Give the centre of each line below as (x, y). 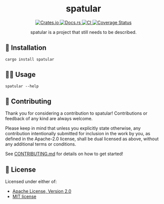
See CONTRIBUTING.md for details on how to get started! (64, 154)
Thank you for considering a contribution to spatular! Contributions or (76, 113)
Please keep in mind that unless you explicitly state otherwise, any (73, 128)
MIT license (24, 197)
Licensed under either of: (31, 182)
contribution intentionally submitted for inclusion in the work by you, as (78, 134)
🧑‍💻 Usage (20, 75)
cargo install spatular (30, 59)
